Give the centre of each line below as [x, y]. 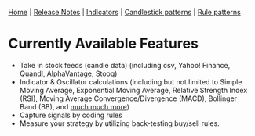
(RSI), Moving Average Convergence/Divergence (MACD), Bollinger [128, 98]
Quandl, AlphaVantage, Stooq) [68, 73]
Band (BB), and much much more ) [75, 106]
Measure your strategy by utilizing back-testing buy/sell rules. [119, 123]
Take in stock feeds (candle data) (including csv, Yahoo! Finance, [125, 65]
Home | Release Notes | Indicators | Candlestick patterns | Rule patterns [124, 12]
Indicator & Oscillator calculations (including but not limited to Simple [131, 81]
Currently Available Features [103, 44]
